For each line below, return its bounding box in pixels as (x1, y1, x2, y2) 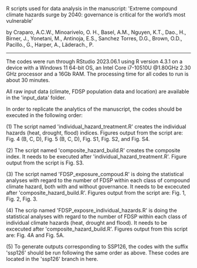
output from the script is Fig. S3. (6, 159, 84, 166)
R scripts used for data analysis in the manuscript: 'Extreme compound (6, 5, 178, 12)
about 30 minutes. (6, 77, 50, 84)
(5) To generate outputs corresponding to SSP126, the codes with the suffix (6, 243, 189, 250)
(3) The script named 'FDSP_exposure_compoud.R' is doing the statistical (6, 171, 184, 177)
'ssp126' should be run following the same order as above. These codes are (6, 249, 189, 256)
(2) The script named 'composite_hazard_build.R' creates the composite (6, 147, 181, 154)
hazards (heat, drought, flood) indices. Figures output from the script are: (6, 129, 184, 136)
